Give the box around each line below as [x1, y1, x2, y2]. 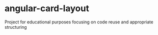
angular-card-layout [4, 3, 89, 14]
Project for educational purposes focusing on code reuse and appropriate [4, 19, 154, 25]
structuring [4, 24, 27, 30]
